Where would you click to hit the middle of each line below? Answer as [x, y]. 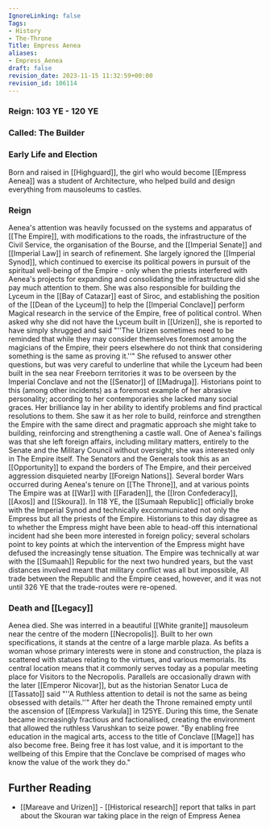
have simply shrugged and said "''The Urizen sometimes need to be [121, 330]
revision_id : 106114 [43, 83]
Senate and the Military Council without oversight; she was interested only [132, 450]
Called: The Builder [47, 133]
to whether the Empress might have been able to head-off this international [133, 527]
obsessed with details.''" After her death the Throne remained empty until [130, 702]
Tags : [17, 23]
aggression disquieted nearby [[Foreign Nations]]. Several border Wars [126, 475]
